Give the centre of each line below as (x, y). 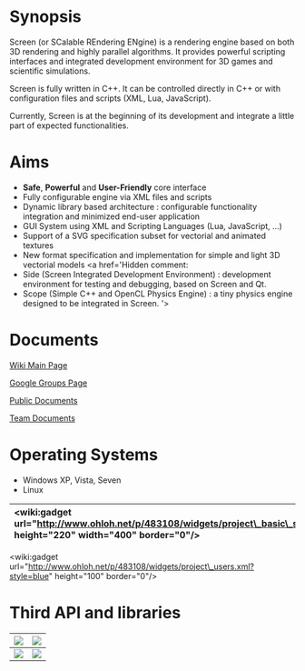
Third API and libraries (95, 612)
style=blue (30, 576)
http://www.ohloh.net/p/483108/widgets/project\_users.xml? (141, 566)
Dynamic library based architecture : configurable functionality (140, 206)
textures (38, 245)
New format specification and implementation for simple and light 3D (151, 255)
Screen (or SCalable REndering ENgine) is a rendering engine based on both (152, 42)
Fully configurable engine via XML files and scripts (117, 196)
